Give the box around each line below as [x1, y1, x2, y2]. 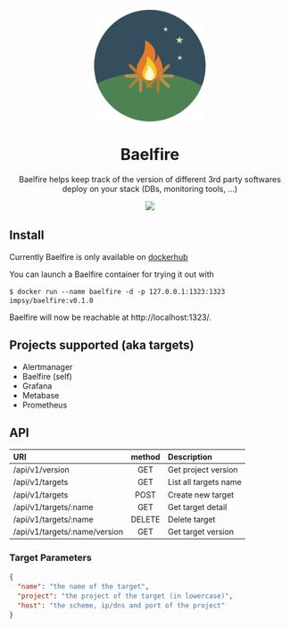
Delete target [168, 515, 216, 525]
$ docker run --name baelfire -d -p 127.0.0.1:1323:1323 [9, 287, 226, 296]
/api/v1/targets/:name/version [12, 526, 123, 537]
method [130, 451, 161, 462]
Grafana [21, 381, 53, 391]
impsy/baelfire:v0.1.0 [9, 296, 94, 305]
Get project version [168, 465, 238, 475]
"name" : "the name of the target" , [17, 582, 150, 591]
